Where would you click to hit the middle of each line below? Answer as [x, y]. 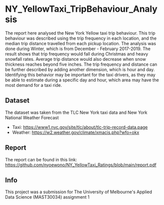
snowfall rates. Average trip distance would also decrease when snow [75, 59]
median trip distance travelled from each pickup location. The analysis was [81, 43]
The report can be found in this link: [41, 159]
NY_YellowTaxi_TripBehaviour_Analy [81, 9]
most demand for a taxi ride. [34, 85]
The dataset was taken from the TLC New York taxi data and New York [76, 112]
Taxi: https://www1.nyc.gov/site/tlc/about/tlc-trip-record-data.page [80, 127]
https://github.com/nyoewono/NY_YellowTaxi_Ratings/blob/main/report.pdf [81, 165]
